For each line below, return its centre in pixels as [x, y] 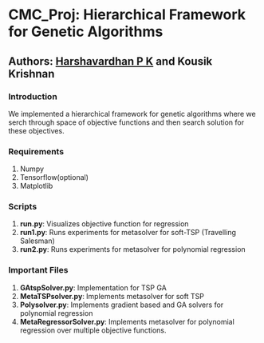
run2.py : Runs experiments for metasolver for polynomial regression [132, 249]
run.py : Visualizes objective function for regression [104, 224]
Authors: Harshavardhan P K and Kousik [110, 61]
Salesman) [37, 241]
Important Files [38, 270]
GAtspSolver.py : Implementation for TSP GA [93, 287]
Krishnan [32, 74]
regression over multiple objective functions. [93, 330]
